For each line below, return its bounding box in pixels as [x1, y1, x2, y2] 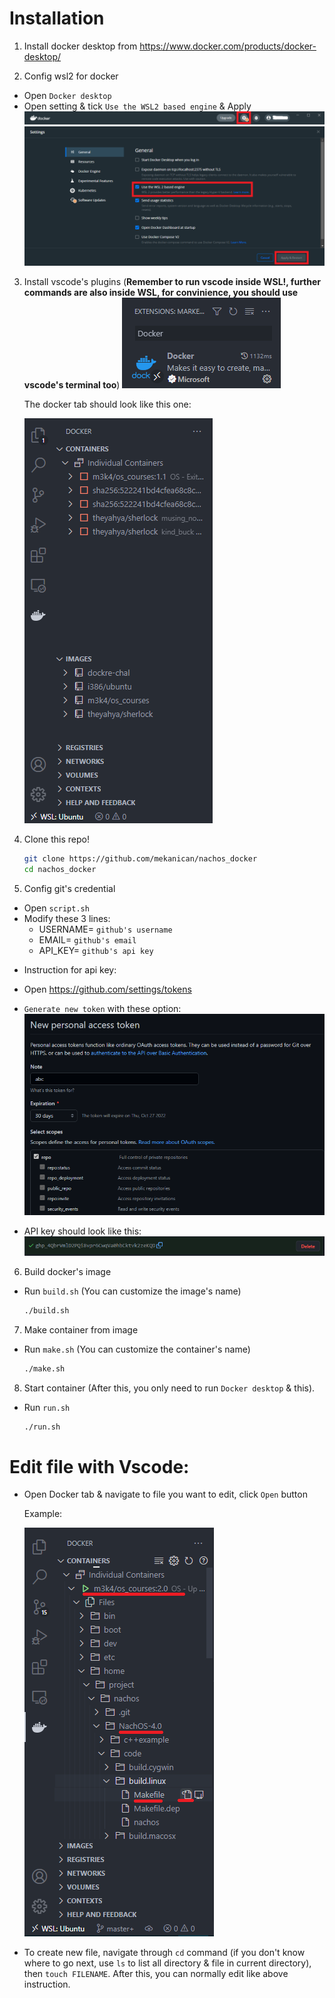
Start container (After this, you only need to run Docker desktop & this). [23, 1382, 316, 1394]
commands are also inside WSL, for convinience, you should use [23, 286, 299, 298]
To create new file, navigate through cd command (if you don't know [23, 1947, 306, 1959]
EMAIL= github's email [38, 933, 137, 946]
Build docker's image [23, 1265, 112, 1277]
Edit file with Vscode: [9, 1455, 190, 1478]
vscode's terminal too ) [23, 378, 121, 391]
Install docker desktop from [23, 40, 138, 52]
